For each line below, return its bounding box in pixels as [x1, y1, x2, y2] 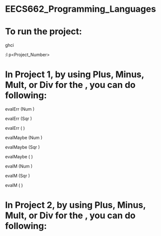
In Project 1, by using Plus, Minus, [5, 69, 144, 80]
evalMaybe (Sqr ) [5, 144, 40, 150]
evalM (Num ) [5, 163, 33, 169]
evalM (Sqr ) [5, 173, 30, 179]
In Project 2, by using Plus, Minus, [5, 200, 146, 211]
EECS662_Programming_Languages [5, 3, 156, 15]
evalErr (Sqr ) [5, 116, 32, 121]
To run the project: [5, 26, 82, 37]
